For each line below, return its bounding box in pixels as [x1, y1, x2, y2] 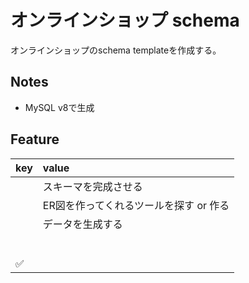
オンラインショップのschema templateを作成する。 [10, 44, 222, 56]
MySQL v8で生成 [24, 101, 95, 113]
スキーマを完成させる [42, 179, 143, 193]
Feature [10, 131, 60, 148]
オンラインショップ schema [10, 9, 240, 32]
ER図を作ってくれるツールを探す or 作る [42, 198, 230, 212]
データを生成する [42, 217, 123, 231]
